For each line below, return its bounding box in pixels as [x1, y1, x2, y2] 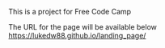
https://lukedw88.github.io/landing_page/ [8, 31, 146, 40]
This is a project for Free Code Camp [8, 7, 132, 16]
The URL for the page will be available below [8, 22, 158, 31]
